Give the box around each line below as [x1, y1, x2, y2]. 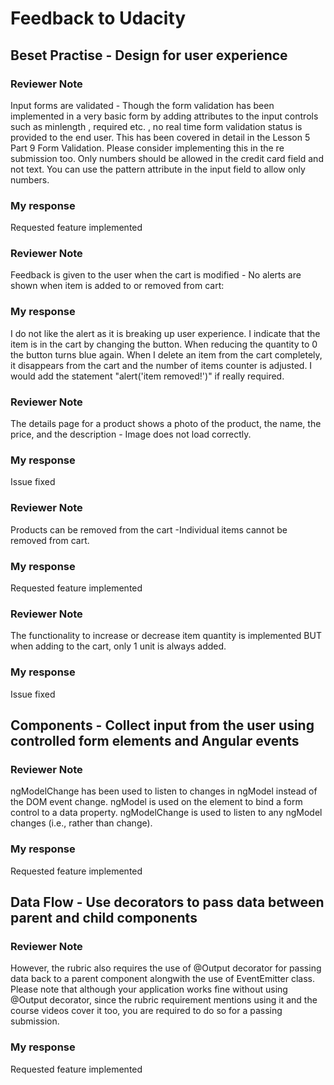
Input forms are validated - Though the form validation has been [10, 99, 275, 111]
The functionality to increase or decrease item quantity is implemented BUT [10, 630, 322, 642]
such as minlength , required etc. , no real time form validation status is [10, 120, 303, 132]
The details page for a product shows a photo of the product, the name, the [10, 418, 322, 430]
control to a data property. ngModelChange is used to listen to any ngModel [10, 807, 323, 819]
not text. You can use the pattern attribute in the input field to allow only [10, 163, 306, 175]
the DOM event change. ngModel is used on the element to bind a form [10, 796, 303, 808]
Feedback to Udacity [10, 7, 187, 30]
